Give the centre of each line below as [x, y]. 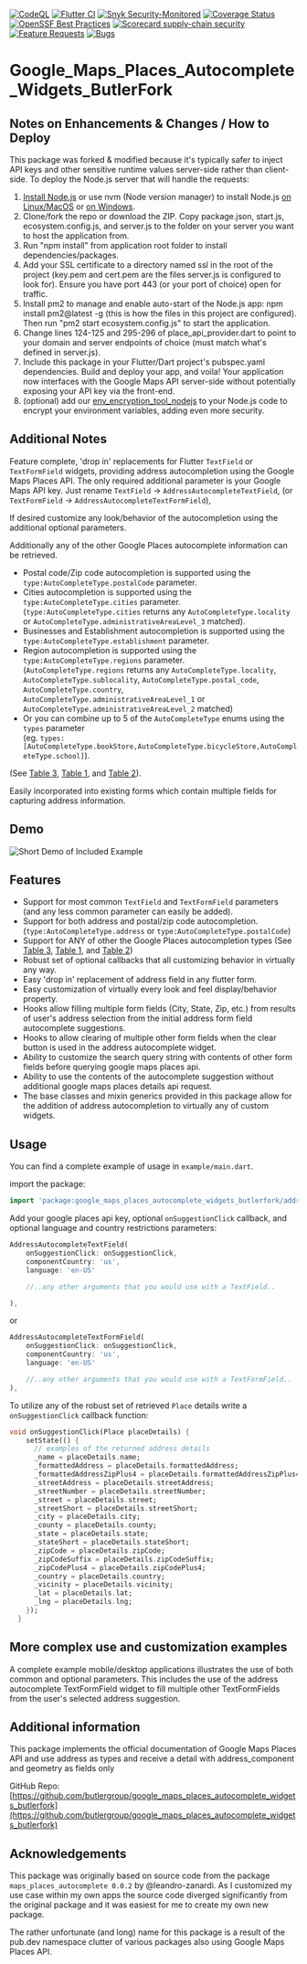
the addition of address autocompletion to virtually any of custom [146, 1106]
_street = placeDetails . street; [95, 1500]
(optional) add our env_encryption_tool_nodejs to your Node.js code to [155, 401]
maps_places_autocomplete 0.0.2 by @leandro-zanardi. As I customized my [151, 1885]
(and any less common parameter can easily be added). [127, 912]
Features [35, 881]
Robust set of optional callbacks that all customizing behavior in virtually [159, 961]
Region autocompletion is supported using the [110, 650]
